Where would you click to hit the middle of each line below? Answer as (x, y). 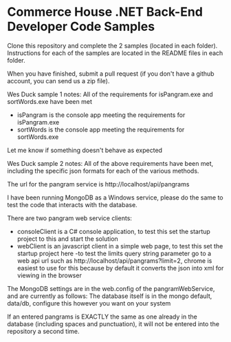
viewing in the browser (49, 275)
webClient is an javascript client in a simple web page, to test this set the (120, 246)
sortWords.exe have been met (50, 101)
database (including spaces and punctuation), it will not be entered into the (113, 323)
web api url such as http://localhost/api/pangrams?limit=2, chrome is (114, 260)
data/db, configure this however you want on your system (89, 303)
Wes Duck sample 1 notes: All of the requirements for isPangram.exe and (110, 94)
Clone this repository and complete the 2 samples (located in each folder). (112, 45)
